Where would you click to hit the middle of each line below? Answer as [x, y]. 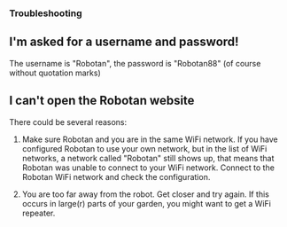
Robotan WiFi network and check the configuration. [116, 176]
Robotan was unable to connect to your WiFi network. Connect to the [148, 168]
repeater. [39, 213]
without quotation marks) [55, 73]
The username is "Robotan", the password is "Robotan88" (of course [135, 63]
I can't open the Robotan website [102, 101]
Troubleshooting [46, 13]
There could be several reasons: [68, 121]
